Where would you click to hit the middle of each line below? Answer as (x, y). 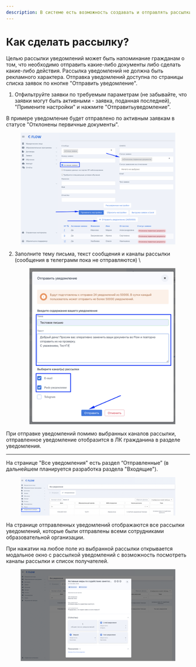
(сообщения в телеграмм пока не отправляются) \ (78, 260)
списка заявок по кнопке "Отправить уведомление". (72, 83)
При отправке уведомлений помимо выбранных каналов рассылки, (91, 434)
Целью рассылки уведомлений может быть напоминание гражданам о (95, 58)
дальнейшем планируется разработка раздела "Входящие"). (82, 469)
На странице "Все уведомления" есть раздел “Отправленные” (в (87, 463)
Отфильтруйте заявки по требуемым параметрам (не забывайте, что (101, 94)
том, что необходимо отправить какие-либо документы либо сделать (93, 64)
